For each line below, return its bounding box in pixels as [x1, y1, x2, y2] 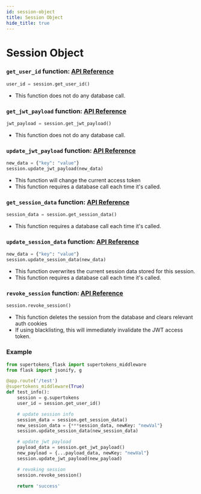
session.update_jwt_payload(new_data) [6, 166, 104, 172]
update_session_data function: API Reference [6, 238, 140, 246]
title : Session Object [6, 14, 63, 20]
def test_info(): [6, 389, 50, 395]
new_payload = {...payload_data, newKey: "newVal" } [17, 450, 149, 456]
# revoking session [17, 466, 66, 472]
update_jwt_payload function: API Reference [6, 146, 137, 155]
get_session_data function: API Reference [6, 198, 130, 206]
